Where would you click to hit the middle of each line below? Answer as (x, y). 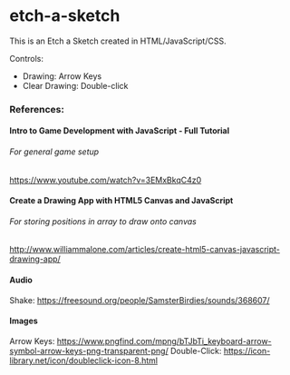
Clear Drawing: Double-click (75, 85)
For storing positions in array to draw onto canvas (103, 221)
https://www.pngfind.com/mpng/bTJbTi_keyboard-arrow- (164, 340)
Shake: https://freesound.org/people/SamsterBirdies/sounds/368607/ (140, 300)
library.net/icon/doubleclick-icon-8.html (84, 360)
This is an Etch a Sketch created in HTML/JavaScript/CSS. (118, 41)
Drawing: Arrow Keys (62, 76)
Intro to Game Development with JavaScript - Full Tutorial (120, 131)
